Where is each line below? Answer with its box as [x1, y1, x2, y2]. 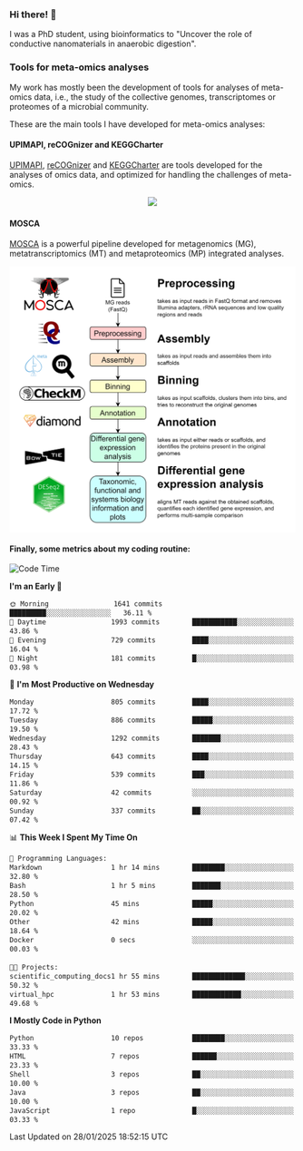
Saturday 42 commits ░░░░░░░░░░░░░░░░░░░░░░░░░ [9, 788, 295, 797]
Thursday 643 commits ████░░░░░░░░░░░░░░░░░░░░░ [9, 752, 295, 761]
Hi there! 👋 [9, 8, 57, 21]
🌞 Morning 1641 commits [9, 600, 163, 609]
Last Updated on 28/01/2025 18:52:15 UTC [9, 1131, 169, 1142]
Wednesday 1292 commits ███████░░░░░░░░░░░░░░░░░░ [9, 734, 295, 743]
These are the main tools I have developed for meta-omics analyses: [9, 118, 266, 130]
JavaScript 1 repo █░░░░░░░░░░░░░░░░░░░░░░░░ [9, 1107, 295, 1116]
